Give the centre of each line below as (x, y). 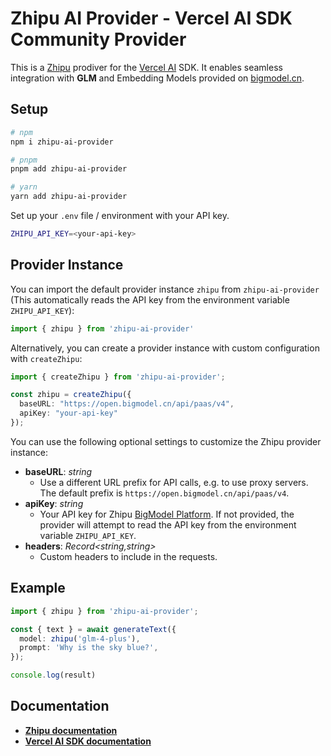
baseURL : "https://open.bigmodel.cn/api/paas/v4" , (127, 404)
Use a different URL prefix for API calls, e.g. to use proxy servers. (174, 482)
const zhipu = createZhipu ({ (71, 395)
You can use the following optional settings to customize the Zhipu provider (166, 441)
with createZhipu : (46, 358)
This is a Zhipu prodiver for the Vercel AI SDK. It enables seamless (146, 67)
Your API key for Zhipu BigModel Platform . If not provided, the (167, 514)
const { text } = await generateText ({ (93, 629)
